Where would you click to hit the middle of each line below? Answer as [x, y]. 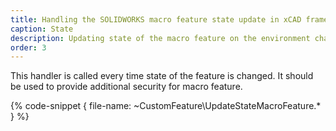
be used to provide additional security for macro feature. [126, 87]
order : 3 [28, 47]
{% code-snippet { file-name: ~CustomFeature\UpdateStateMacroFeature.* [166, 106]
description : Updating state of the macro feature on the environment [160, 38]
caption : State [42, 29]
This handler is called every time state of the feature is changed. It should [162, 76]
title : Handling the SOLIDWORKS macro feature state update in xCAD [156, 19]
